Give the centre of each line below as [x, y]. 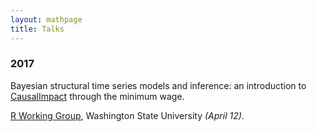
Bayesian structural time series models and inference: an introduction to [158, 85]
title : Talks [37, 29]
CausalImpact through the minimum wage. [97, 96]
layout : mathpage [46, 19]
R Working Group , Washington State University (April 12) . [127, 115]
